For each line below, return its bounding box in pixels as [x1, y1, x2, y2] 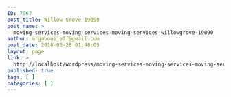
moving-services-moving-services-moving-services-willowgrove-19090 [13, 29, 214, 36]
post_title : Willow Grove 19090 [7, 16, 100, 23]
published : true [7, 67, 54, 74]
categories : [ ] [7, 80, 54, 87]
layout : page [7, 48, 45, 55]
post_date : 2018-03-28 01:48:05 [7, 42, 100, 48]
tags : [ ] [7, 73, 36, 81]
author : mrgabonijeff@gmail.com [7, 36, 100, 42]
